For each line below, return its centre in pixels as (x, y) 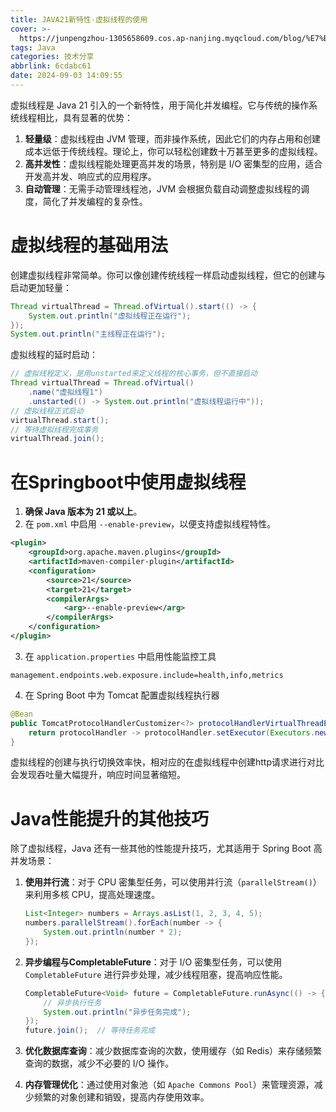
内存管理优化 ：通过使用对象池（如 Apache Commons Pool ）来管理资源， (169, 1085)
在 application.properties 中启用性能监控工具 (120, 656)
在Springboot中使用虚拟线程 (128, 482)
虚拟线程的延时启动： (54, 355)
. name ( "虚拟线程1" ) (65, 392)
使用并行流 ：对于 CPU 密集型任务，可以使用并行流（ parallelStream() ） (173, 882)
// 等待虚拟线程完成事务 (54, 429)
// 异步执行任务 (72, 1002)
